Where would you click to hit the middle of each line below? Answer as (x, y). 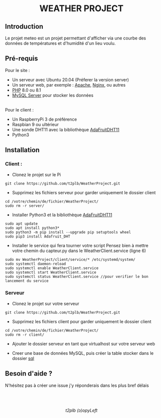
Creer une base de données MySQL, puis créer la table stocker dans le (83, 353)
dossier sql (23, 358)
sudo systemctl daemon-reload (36, 264)
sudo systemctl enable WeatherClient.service (52, 268)
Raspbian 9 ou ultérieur (35, 124)
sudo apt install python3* (32, 228)
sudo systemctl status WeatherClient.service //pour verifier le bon (77, 276)
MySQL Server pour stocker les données (53, 95)
